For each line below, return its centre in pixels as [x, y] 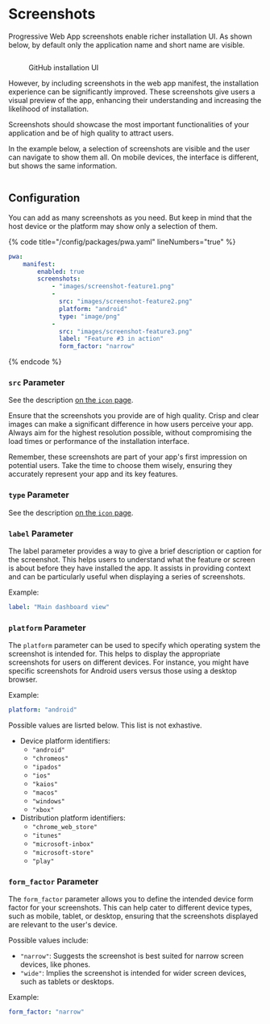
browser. [23, 680]
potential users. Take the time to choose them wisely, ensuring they [120, 466]
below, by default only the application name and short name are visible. [127, 44]
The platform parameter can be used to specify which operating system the [134, 645]
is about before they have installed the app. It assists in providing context [130, 568]
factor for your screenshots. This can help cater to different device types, [130, 908]
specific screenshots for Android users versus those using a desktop [123, 671]
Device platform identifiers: [65, 741]
